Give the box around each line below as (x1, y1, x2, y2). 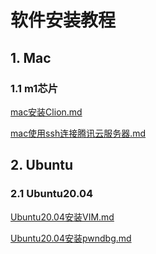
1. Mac (10, 49, 52, 66)
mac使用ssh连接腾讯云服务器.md (10, 127, 147, 139)
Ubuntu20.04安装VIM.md (10, 211, 115, 223)
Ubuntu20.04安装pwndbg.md (10, 232, 132, 244)
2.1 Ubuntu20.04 (10, 187, 93, 201)
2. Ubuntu (10, 157, 74, 174)
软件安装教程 (10, 9, 117, 32)
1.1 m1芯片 (10, 81, 59, 95)
